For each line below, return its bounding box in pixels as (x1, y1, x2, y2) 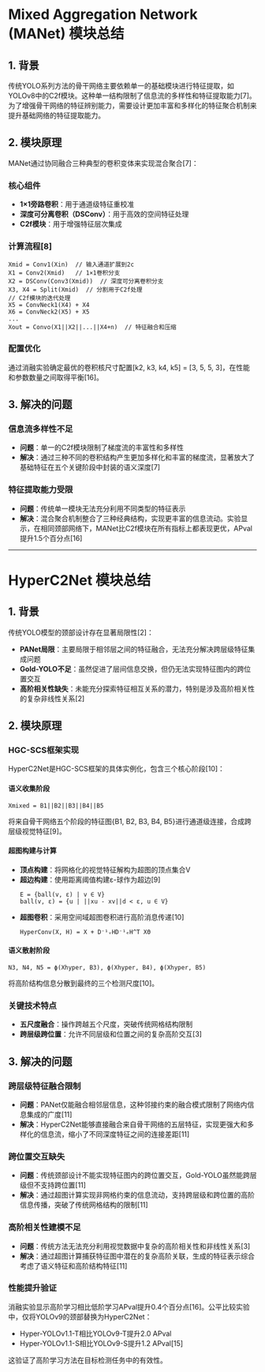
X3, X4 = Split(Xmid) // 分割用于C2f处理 (8, 286, 143, 294)
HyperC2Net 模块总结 (8, 571, 151, 589)
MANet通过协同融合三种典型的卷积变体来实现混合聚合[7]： (8, 158, 199, 167)
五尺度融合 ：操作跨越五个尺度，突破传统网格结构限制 (19, 1020, 193, 1029)
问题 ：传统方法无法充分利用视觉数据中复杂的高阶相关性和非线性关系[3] (19, 1241, 251, 1250)
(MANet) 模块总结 (8, 25, 125, 43)
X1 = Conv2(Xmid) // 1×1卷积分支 (8, 269, 121, 277)
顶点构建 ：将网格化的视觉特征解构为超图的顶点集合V (19, 864, 191, 874)
